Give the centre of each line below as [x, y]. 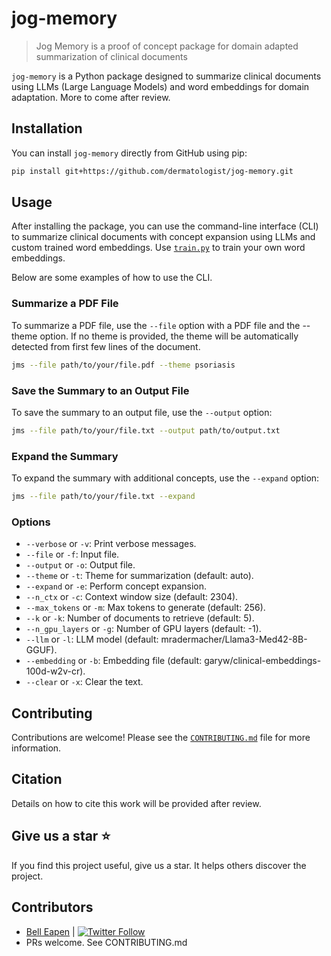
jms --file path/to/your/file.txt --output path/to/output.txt [146, 430]
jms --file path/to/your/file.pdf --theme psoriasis [123, 365]
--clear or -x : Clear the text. [84, 682]
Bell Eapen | [50, 931]
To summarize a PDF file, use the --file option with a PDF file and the [156, 325]
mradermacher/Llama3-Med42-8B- [234, 639]
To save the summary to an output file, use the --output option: [142, 412]
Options [31, 522]
